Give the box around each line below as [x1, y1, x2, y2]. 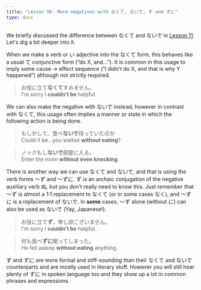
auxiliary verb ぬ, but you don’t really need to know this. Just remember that [6, 183, 194, 190]
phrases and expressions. [6, 277, 70, 284]
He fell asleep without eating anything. [20, 244, 118, 251]
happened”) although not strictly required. [6, 71, 110, 79]
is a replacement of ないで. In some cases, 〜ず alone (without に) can [13, 198, 187, 205]
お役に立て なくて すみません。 [20, 83, 95, 91]
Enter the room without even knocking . [20, 156, 119, 163]
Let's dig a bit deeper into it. [6, 38, 76, 46]
